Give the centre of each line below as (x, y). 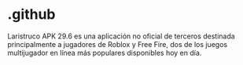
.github (31, 14)
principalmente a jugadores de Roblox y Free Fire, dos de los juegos (118, 44)
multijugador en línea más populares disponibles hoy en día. (105, 52)
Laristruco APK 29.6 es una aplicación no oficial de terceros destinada (121, 36)
